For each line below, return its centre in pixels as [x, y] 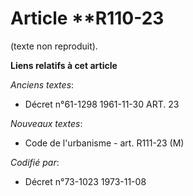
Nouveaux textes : [46, 123]
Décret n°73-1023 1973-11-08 [85, 181]
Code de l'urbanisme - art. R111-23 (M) [104, 143]
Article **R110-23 [87, 18]
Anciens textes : [42, 84]
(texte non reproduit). [54, 46]
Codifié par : [35, 162]
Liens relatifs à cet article [64, 65]
